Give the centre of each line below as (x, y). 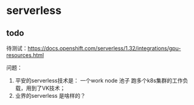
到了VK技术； (48, 88)
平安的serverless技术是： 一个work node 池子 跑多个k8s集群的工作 (99, 80)
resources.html (25, 55)
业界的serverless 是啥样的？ (50, 96)
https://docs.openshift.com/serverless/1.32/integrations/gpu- (104, 48)
